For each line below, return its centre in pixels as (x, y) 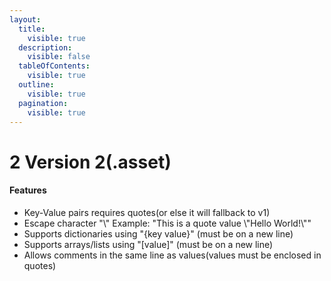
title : (32, 29)
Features (28, 190)
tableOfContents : (54, 66)
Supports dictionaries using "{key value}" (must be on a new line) (158, 233)
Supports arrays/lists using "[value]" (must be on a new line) (148, 244)
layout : (25, 19)
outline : (36, 85)
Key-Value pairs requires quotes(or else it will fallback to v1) (147, 212)
